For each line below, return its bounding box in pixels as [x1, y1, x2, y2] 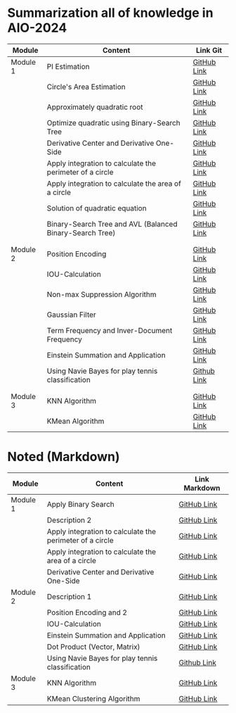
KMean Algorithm [46, 416, 105, 426]
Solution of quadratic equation [46, 203, 147, 213]
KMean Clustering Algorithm [46, 693, 140, 703]
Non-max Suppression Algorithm [46, 289, 157, 299]
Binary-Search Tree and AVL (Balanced [46, 219, 178, 229]
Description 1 [46, 591, 92, 601]
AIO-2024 [7, 20, 67, 36]
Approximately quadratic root [46, 102, 143, 112]
